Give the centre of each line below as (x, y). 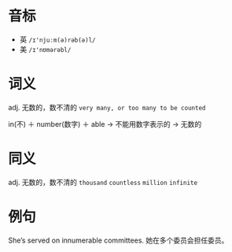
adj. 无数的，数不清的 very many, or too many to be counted (107, 107)
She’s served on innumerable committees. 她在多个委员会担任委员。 (118, 240)
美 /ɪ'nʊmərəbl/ (45, 49)
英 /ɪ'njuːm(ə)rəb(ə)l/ (57, 39)
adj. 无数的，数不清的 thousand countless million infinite (103, 182)
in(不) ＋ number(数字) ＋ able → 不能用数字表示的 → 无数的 (105, 124)
